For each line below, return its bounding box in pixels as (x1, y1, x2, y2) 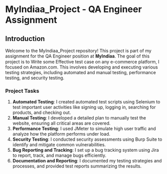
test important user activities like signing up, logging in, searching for (12, 104, 156, 110)
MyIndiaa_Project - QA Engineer (5, 4, 142, 15)
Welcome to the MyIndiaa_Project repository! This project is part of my (5, 48, 152, 53)
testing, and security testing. (5, 75, 64, 81)
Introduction (5, 34, 45, 43)
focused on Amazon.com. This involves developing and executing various (5, 64, 158, 70)
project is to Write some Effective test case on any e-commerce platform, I (5, 59, 159, 65)
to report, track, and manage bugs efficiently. (12, 152, 107, 158)
